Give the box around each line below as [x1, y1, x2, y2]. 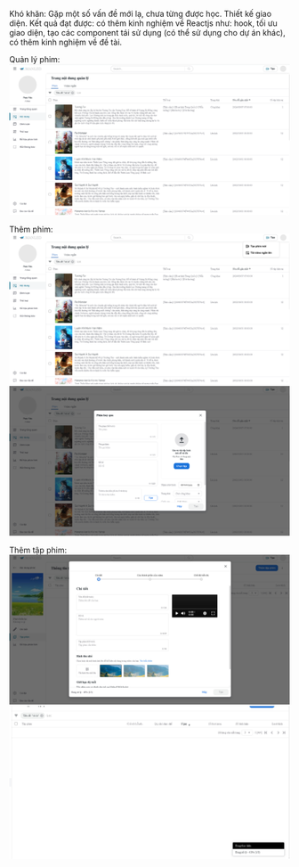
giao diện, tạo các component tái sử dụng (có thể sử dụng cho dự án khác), [9, 28, 287, 37]
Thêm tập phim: [9, 544, 68, 556]
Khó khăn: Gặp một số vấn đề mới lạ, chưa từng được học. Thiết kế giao [9, 9, 272, 19]
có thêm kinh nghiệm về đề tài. [9, 37, 123, 47]
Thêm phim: [9, 224, 53, 235]
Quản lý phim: [9, 54, 61, 64]
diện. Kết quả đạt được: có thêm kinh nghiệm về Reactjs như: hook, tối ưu [9, 18, 278, 29]
